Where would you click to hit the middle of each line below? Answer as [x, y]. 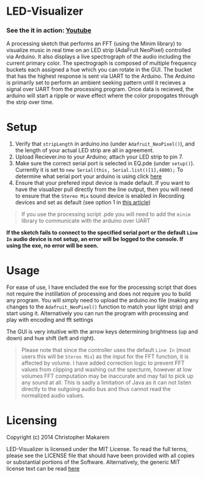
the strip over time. [30, 102]
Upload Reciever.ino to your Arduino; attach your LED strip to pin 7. [99, 157]
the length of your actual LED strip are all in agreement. [85, 151]
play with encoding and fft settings [50, 320]
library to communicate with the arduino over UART [86, 221]
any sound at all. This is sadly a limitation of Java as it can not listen [106, 383]
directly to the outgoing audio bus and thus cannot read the [96, 389]
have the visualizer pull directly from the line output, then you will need [104, 189]
